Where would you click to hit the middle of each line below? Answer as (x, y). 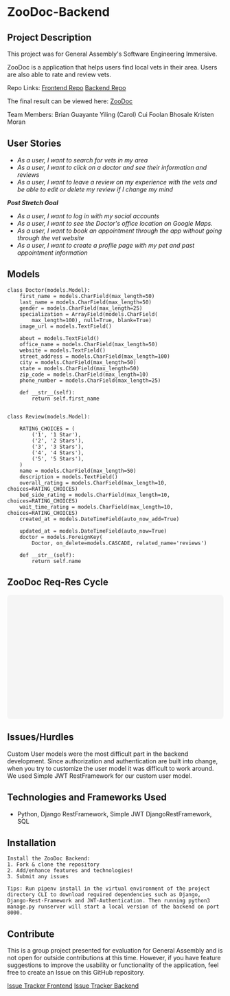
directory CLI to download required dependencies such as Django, (104, 895)
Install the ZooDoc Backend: (49, 859)
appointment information (52, 253)
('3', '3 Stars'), (58, 447)
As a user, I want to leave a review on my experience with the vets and (117, 182)
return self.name (56, 561)
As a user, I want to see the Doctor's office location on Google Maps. (115, 223)
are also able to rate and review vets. (59, 74)
